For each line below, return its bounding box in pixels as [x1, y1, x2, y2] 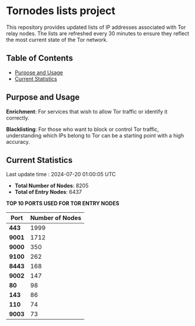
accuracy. [6, 138, 31, 145]
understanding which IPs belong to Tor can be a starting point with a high [6, 131, 184, 139]
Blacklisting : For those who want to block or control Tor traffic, [6, 126, 159, 133]
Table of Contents [6, 53, 74, 63]
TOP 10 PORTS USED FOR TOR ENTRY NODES [6, 200, 120, 207]
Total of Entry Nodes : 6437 [14, 189, 82, 196]
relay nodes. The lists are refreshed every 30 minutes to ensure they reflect [6, 29, 190, 37]
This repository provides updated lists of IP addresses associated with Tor [6, 24, 186, 31]
